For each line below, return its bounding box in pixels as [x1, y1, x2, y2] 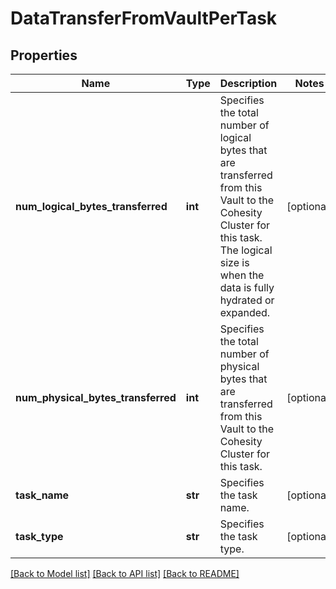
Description [219, 77, 278, 90]
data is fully [219, 281, 275, 294]
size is [219, 256, 250, 269]
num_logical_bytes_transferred [15, 200, 168, 213]
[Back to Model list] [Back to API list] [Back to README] [10, 568, 240, 579]
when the [219, 268, 265, 282]
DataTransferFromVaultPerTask [10, 7, 278, 30]
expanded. [219, 306, 271, 319]
